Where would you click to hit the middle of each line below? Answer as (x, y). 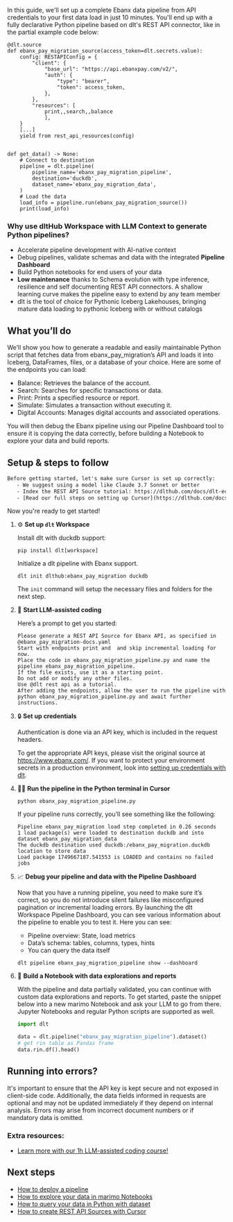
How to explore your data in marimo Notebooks (85, 1196)
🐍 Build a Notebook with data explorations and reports (97, 976)
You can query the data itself (69, 951)
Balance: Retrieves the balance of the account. (84, 383)
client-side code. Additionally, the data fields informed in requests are (107, 1095)
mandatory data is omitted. (46, 1117)
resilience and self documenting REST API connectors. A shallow (110, 287)
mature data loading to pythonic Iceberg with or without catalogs (110, 309)
